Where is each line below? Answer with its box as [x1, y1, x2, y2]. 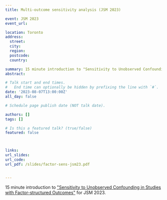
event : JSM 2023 [5, 16, 39, 21]
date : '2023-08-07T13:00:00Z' [5, 90, 68, 95]
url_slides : [5, 153, 30, 158]
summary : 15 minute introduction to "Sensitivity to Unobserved [5, 67, 141, 72]
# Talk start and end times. [5, 80, 66, 85]
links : [5, 148, 19, 153]
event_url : [5, 21, 28, 26]
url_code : [5, 157, 26, 162]
